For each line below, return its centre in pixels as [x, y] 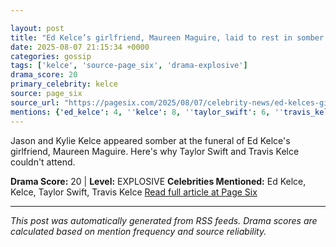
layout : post [37, 28]
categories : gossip [51, 56]
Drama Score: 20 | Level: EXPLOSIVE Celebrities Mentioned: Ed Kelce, [158, 181]
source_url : [35, 102]
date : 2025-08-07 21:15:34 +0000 [80, 47]
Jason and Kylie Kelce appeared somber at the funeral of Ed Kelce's [150, 140]
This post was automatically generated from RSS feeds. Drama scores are [164, 220]
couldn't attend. [43, 162]
